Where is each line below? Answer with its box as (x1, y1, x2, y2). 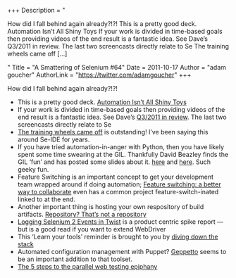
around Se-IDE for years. (17, 135, 90, 144)
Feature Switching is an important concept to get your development (17, 172, 213, 181)
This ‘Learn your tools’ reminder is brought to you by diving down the (17, 232, 218, 241)
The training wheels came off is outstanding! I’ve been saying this (17, 128, 209, 136)
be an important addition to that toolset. (17, 255, 132, 263)
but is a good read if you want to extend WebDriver (17, 225, 166, 233)
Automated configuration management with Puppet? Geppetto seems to (17, 248, 227, 255)
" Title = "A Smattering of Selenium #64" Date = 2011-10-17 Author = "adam (7, 63, 227, 71)
